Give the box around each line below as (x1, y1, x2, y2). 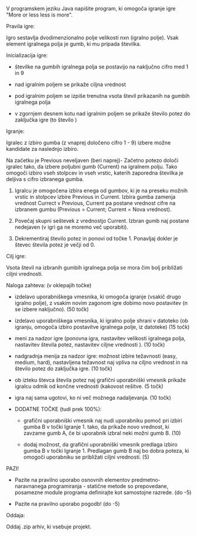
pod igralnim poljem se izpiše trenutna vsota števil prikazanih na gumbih (14, 93, 190, 99)
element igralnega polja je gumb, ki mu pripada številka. (6, 41, 141, 47)
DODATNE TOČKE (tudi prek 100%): (14, 406, 102, 412)
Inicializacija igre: (6, 52, 48, 58)
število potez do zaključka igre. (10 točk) (14, 365, 113, 372)
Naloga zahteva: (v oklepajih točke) (6, 282, 92, 288)
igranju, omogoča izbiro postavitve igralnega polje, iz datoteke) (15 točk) (14, 324, 190, 330)
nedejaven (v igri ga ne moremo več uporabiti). (14, 223, 128, 231)
